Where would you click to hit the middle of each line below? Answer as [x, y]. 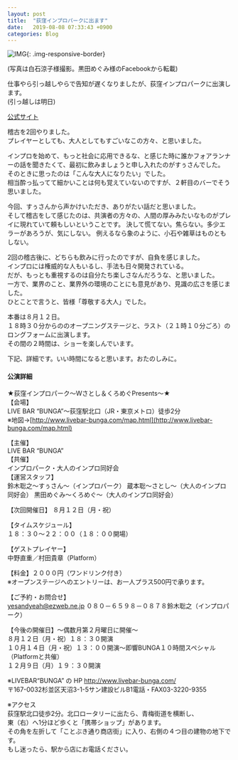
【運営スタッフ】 [32, 477]
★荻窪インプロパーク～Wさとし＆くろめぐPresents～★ [89, 394]
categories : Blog [33, 34]
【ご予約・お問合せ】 [38, 597]
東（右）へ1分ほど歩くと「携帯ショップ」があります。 [86, 722]
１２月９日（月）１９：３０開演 [54, 665]
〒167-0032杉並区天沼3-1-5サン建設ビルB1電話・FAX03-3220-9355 [107, 690]
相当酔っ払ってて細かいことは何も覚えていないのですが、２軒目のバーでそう [119, 183]
